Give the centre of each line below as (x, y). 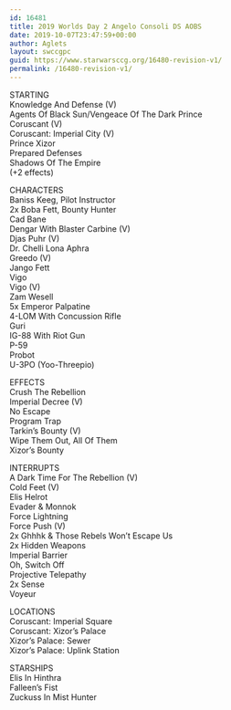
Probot (22, 355)
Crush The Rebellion (48, 392)
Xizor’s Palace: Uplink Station (65, 650)
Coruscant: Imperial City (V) (62, 133)
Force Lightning (39, 516)
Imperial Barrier (39, 555)
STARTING (30, 94)
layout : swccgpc (40, 52)
